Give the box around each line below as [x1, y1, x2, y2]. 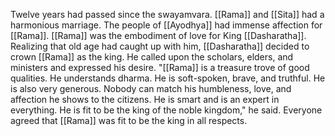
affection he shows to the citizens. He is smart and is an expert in [10, 94, 280, 105]
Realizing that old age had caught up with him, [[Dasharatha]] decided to [10, 40, 310, 52]
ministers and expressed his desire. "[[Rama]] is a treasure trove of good [10, 62, 310, 73]
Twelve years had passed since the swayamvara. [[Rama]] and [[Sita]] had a [10, 9, 325, 20]
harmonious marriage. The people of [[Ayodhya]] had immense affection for [10, 19, 323, 31]
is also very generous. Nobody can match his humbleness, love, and [10, 83, 292, 94]
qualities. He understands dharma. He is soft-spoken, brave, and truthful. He [10, 72, 326, 84]
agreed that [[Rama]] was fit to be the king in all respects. [10, 115, 248, 126]
